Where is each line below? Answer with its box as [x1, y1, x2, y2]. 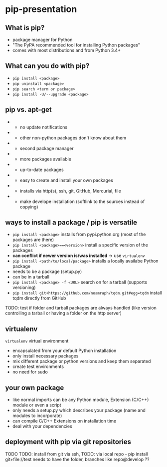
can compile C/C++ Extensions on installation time [12, 418, 116, 424]
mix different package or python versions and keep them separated [12, 358, 151, 364]
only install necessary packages [12, 353, 79, 359]
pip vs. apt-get [5, 105, 52, 114]
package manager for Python [12, 36, 73, 42]
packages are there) [12, 236, 54, 243]
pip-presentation [5, 3, 77, 15]
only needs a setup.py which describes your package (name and [12, 407, 146, 413]
